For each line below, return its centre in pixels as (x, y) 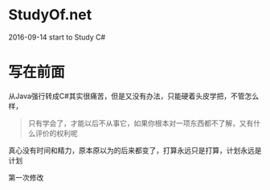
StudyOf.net (50, 15)
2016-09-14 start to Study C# (57, 37)
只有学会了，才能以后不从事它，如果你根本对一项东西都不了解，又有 (141, 123)
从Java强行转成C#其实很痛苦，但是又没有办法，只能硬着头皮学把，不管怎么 (134, 96)
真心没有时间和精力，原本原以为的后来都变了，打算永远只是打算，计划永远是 (135, 150)
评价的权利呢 (56, 133)
